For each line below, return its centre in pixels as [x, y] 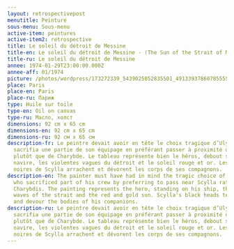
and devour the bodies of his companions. [76, 202]
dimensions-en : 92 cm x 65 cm [51, 130]
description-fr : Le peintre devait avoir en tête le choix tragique [109, 144]
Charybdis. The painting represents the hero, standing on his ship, [116, 189]
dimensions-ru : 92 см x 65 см [51, 137]
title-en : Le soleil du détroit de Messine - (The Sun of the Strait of [115, 53]
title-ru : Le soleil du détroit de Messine [71, 59]
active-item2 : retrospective [49, 40]
